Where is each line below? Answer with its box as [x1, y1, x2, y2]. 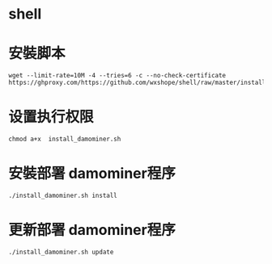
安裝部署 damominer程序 [8, 165, 176, 182]
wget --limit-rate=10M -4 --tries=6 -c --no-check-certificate [8, 72, 227, 80]
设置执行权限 [8, 108, 95, 126]
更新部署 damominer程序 [8, 221, 176, 239]
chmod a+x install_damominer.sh [8, 135, 121, 144]
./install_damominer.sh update [8, 248, 114, 256]
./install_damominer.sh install [8, 191, 117, 199]
